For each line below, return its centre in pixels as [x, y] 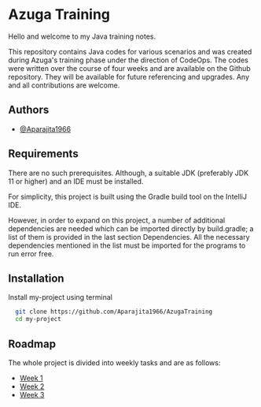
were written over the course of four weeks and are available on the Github [130, 68]
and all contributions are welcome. [64, 85]
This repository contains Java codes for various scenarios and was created [130, 51]
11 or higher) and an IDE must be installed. [76, 181]
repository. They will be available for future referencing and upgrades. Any [129, 77]
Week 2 [32, 386]
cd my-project [38, 319]
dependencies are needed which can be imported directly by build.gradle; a [131, 228]
